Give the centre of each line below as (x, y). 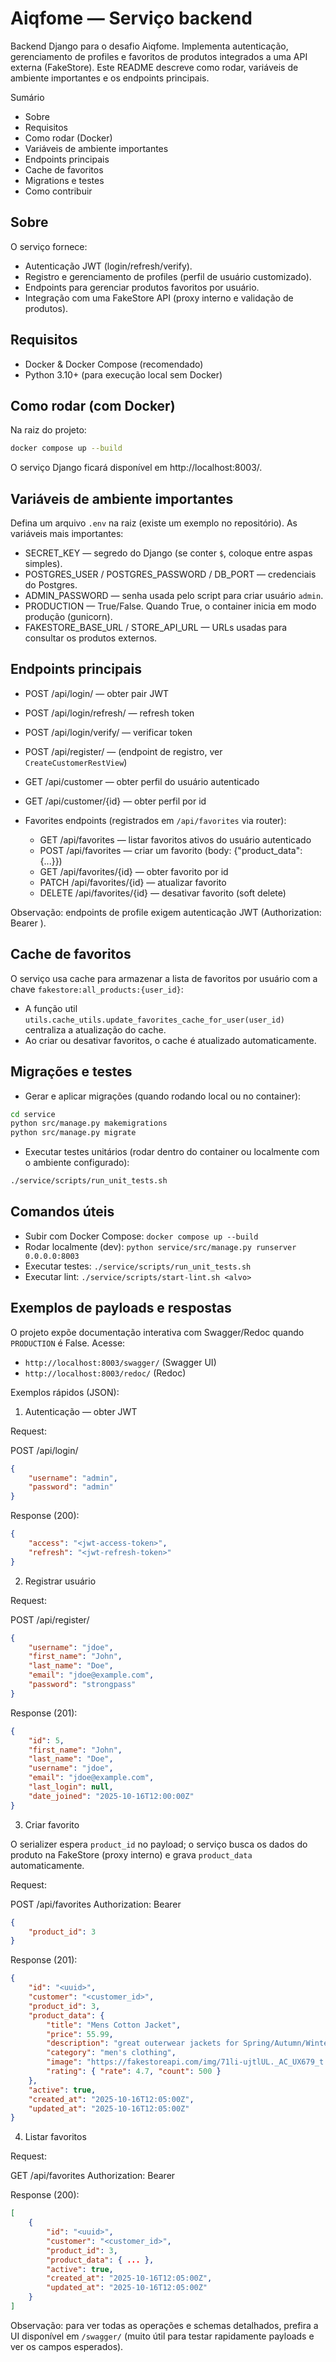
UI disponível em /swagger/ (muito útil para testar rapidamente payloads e (162, 2336)
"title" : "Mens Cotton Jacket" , (114, 2025)
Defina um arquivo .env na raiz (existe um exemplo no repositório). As (154, 523)
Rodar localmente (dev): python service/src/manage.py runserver (160, 1246)
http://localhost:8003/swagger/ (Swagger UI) (120, 1362)
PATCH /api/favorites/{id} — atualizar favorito (133, 882)
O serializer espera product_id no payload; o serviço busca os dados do (159, 1844)
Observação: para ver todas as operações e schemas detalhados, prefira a (164, 2325)
